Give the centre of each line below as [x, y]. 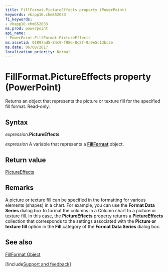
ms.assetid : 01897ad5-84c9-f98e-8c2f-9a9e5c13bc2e [59, 43]
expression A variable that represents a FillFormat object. [65, 144]
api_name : [16, 33]
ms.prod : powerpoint [27, 29]
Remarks [20, 188]
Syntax [17, 122]
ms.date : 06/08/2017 [27, 47]
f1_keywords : [19, 19]
